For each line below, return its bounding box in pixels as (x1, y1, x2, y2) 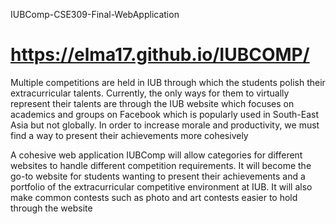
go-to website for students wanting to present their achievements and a (10, 170, 306, 182)
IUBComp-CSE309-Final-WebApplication (10, 9, 180, 20)
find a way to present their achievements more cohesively (10, 129, 249, 141)
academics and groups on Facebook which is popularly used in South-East (10, 108, 319, 120)
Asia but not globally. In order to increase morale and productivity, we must (10, 119, 320, 131)
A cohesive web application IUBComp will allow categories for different (10, 149, 303, 161)
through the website (10, 202, 93, 214)
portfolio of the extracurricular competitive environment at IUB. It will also (10, 180, 313, 193)
